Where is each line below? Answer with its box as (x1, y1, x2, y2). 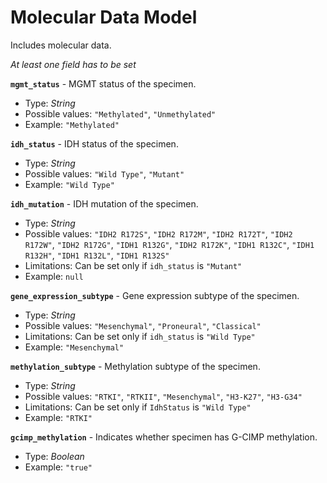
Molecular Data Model (10, 6, 198, 29)
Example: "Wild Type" (24, 178, 115, 190)
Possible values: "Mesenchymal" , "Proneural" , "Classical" (24, 319, 262, 331)
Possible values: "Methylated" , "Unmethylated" (24, 107, 217, 120)
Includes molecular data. (10, 39, 112, 51)
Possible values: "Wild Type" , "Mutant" (24, 167, 185, 180)
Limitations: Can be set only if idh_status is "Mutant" (24, 259, 243, 271)
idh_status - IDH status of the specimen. (10, 137, 179, 150)
